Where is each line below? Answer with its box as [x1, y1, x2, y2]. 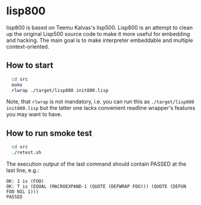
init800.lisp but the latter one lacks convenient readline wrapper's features [6, 105, 196, 112]
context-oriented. [6, 43, 50, 50]
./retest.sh [11, 149, 42, 156]
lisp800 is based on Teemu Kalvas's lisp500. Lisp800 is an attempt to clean [6, 24, 193, 31]
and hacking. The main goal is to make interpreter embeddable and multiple [6, 36, 193, 44]
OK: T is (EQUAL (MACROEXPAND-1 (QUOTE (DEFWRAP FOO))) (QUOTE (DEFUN [6, 183, 187, 189]
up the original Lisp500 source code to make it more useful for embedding [6, 30, 190, 37]
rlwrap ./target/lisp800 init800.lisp [11, 87, 109, 93]
